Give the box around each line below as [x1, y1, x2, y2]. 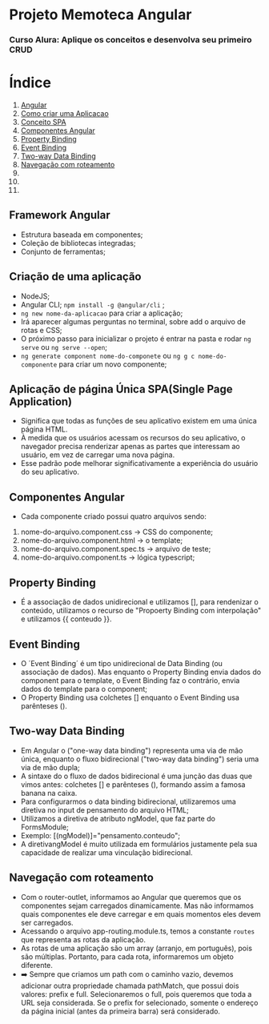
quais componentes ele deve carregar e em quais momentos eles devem [20, 909, 261, 918]
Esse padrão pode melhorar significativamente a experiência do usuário [20, 459, 259, 468]
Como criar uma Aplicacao [20, 109, 109, 118]
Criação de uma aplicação [9, 270, 142, 283]
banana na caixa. [20, 788, 78, 797]
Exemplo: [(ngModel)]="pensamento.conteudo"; [20, 830, 181, 840]
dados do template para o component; [20, 684, 147, 693]
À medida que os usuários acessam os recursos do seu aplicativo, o [20, 433, 246, 443]
